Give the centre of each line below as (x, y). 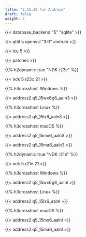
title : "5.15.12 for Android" (36, 9)
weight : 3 (15, 18)
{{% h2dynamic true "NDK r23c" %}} (42, 70)
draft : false (18, 14)
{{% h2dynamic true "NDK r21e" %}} (42, 154)
